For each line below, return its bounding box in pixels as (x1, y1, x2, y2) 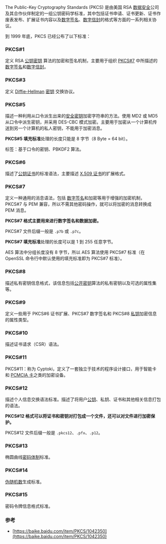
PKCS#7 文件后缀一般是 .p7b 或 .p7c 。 (5, 229, 83, 234)
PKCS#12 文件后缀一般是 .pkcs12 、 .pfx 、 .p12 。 (5, 429, 103, 435)
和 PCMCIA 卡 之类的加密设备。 (5, 372, 68, 378)
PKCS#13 (5, 442, 28, 449)
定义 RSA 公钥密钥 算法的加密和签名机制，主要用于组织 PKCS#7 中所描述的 (5, 58, 158, 64)
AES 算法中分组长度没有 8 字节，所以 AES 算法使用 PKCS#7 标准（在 (5, 249, 145, 255)
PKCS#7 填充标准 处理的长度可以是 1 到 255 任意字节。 (5, 239, 116, 245)
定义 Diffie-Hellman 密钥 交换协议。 (5, 88, 78, 94)
